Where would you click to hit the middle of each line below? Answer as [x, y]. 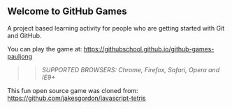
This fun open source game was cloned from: [73, 90]
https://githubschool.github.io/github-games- [149, 49]
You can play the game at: [45, 49]
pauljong [20, 56]
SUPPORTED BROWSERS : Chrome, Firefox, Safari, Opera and [131, 69]
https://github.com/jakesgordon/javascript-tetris [77, 98]
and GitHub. [24, 35]
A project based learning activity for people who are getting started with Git [116, 28]
